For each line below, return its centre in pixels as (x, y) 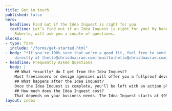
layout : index (20, 100)
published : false (24, 15)
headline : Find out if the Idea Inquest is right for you (73, 24)
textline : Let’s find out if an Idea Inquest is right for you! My (83, 29)
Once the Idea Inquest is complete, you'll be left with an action (88, 86)
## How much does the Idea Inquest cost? (59, 91)
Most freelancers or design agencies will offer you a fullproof (86, 77)
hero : (11, 19)
